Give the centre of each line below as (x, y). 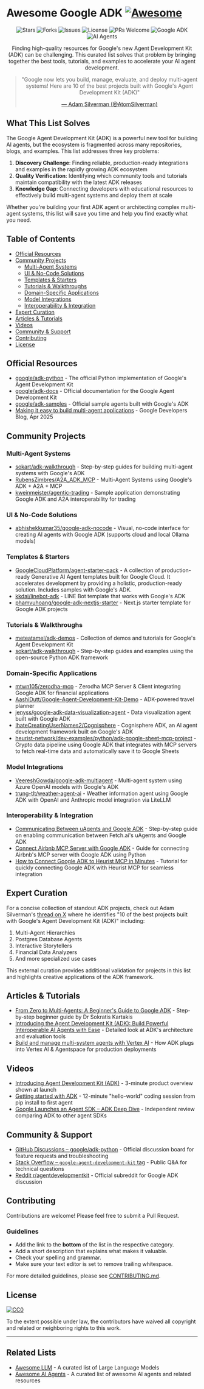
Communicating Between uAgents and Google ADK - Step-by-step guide (106, 829)
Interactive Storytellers (43, 945)
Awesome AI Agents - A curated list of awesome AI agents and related (103, 1374)
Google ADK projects (41, 609)
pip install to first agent (44, 1103)
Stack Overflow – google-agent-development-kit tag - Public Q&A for (101, 1162)
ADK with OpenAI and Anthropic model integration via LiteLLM (93, 800)
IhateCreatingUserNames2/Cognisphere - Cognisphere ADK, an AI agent (106, 726)
